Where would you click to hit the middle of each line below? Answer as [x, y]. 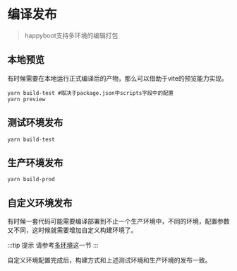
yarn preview [26, 99]
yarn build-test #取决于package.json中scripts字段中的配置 [91, 93]
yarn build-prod [31, 180]
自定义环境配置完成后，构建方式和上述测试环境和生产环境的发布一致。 [109, 260]
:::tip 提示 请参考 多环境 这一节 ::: [53, 246]
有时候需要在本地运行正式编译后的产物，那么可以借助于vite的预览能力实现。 [117, 78]
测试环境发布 [35, 123]
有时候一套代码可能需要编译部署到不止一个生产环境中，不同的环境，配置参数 [119, 221]
